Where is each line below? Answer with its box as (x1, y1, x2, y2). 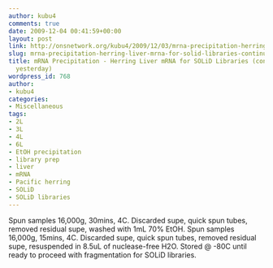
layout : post (8, 34, 53, 43)
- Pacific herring (8, 178, 71, 187)
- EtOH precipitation (8, 148, 82, 156)
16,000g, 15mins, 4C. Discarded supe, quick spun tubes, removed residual (8, 232, 257, 242)
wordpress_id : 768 (8, 72, 71, 80)
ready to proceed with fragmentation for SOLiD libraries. (8, 249, 197, 260)
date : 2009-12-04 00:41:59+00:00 (8, 27, 122, 35)
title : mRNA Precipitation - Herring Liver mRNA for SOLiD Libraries (8, 58, 249, 66)
